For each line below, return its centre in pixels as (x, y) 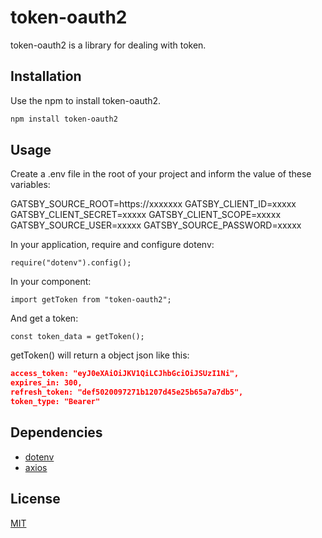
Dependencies (56, 432)
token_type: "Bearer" (55, 402)
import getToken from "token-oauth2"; (91, 300)
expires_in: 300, (46, 383)
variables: (30, 185)
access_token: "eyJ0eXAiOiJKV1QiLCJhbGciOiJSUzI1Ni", (125, 374)
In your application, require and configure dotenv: (112, 245)
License (35, 499)
